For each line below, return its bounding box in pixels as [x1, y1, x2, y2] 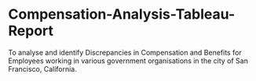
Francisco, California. [8, 64, 77, 73]
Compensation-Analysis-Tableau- [8, 5, 236, 23]
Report [8, 22, 53, 40]
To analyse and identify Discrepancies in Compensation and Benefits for [8, 48, 242, 57]
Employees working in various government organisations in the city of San [8, 56, 249, 65]
